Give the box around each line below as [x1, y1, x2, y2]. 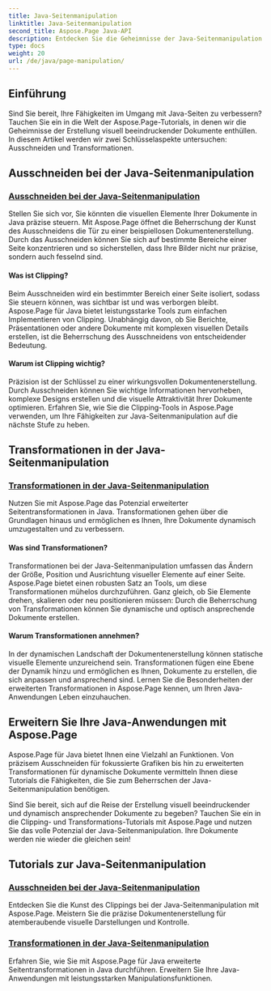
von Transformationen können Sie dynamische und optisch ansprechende [8, 604, 255, 614]
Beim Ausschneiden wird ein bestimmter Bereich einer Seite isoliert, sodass [8, 288, 260, 298]
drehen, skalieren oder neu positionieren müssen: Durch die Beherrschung [8, 595, 257, 605]
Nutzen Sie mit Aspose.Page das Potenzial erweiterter [8, 499, 188, 508]
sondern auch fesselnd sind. [8, 252, 104, 262]
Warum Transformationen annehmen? [8, 631, 140, 640]
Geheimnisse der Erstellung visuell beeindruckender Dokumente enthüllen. [8, 125, 257, 135]
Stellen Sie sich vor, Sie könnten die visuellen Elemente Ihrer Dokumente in [8, 209, 257, 219]
